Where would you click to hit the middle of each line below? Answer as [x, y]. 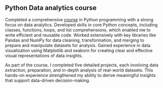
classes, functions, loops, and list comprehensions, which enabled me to [78, 30]
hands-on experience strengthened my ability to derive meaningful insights [80, 75]
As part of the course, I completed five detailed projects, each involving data [82, 65]
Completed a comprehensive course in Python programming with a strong [79, 19]
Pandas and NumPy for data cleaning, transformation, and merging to [75, 40]
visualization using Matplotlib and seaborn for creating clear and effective [79, 50]
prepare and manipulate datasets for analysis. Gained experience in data [78, 45]
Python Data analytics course [51, 8]
